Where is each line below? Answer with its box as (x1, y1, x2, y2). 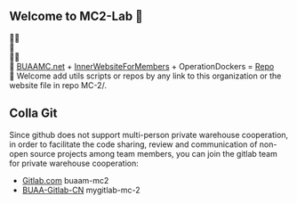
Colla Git (9, 106, 58, 121)
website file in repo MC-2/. (9, 79, 107, 90)
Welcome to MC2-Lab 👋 (9, 9, 144, 24)
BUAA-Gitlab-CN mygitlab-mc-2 (21, 184, 140, 195)
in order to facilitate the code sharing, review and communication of (9, 139, 258, 150)
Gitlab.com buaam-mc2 (21, 175, 109, 185)
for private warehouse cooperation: (9, 158, 140, 168)
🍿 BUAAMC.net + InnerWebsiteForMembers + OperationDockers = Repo (9, 61, 275, 71)
